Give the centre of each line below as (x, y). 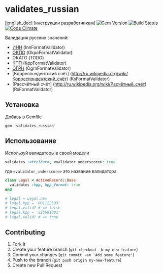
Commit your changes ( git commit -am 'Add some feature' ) (73, 255)
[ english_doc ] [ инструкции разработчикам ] (50, 23)
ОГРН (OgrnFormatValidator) (42, 68)
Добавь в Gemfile (23, 117)
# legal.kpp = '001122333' (33, 203)
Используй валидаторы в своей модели (47, 153)
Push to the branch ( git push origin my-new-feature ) (67, 260)
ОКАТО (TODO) (28, 57)
